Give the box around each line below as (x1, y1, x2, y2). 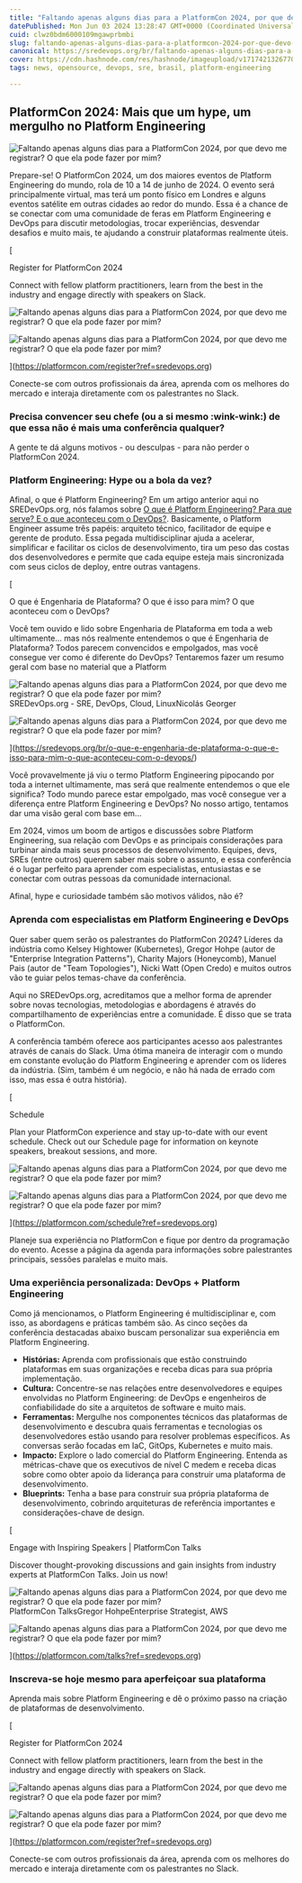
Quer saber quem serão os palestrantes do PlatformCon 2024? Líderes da (9, 933, 283, 944)
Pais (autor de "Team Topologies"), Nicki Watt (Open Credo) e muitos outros (9, 962, 292, 973)
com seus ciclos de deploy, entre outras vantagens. (9, 561, 200, 572)
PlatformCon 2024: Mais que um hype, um (9, 105, 252, 120)
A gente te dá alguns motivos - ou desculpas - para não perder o (9, 441, 250, 452)
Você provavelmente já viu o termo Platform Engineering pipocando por (9, 769, 275, 780)
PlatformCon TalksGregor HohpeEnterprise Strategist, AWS (9, 1606, 228, 1616)
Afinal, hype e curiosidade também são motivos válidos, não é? (9, 891, 244, 902)
